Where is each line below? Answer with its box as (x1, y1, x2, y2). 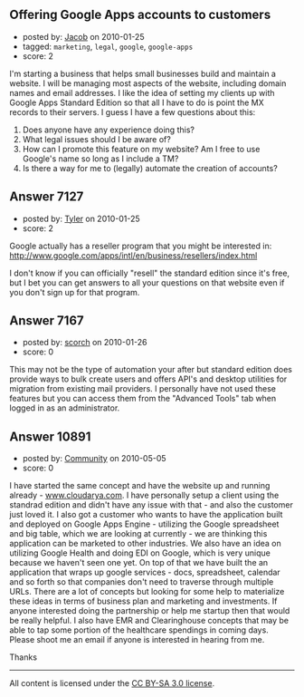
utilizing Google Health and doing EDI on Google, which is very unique (9, 547, 271, 558)
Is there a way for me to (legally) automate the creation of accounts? (22, 162, 278, 173)
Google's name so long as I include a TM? (22, 153, 179, 164)
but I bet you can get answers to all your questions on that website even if (9, 276, 285, 288)
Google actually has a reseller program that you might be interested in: (9, 240, 272, 251)
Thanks (9, 652, 38, 663)
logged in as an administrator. (9, 402, 120, 413)
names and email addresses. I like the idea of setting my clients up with (9, 87, 275, 98)
